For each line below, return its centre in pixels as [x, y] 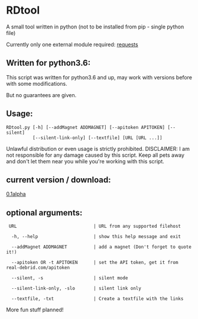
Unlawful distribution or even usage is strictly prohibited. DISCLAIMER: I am [98, 149]
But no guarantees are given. [41, 95]
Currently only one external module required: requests [72, 44]
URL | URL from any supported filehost [95, 226]
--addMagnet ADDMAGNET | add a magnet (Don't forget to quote [102, 247]
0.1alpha [16, 194]
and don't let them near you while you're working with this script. [85, 161]
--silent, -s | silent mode [70, 278]
